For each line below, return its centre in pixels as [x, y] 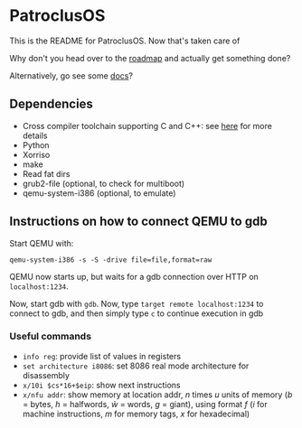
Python [36, 144]
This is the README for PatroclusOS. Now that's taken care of [125, 41]
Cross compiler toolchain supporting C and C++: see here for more [147, 126]
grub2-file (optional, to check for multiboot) [104, 183]
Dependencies [51, 104]
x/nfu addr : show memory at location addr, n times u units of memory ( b [157, 395]
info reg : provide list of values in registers [102, 356]
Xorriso [36, 154]
